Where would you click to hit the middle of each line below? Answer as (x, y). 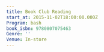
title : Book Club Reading (38, 12)
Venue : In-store (26, 39)
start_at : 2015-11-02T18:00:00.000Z (52, 17)
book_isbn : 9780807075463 (38, 28)
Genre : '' (19, 34)
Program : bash (24, 23)
